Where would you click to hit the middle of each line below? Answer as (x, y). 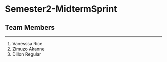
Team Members (30, 27)
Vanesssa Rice (27, 44)
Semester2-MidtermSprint (61, 9)
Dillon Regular (27, 54)
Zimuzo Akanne (28, 49)
